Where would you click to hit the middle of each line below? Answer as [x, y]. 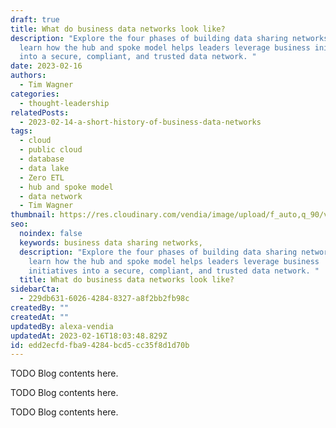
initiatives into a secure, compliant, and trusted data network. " [174, 271]
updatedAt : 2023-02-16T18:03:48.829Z [89, 336]
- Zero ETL [42, 177]
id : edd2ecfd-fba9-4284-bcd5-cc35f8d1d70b [100, 345]
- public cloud [51, 150]
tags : [21, 131]
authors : [28, 76]
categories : [35, 94]
